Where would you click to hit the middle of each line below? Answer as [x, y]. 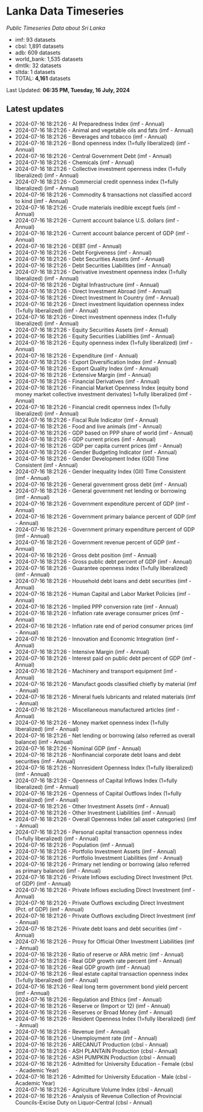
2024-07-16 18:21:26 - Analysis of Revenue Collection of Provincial [98, 1096]
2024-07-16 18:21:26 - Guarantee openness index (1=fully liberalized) [101, 568]
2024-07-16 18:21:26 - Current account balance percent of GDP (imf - [102, 233]
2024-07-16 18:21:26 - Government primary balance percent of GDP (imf [105, 516]
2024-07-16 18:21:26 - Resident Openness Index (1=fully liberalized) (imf [105, 1019]
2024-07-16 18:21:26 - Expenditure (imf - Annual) [76, 355]
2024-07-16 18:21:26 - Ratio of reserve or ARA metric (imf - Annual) [99, 954]
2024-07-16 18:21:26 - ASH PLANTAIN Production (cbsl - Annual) [96, 1051]
